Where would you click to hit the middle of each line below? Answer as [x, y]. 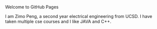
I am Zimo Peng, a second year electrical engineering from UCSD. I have [79, 16]
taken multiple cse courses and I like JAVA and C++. [58, 22]
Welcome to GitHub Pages [32, 7]
